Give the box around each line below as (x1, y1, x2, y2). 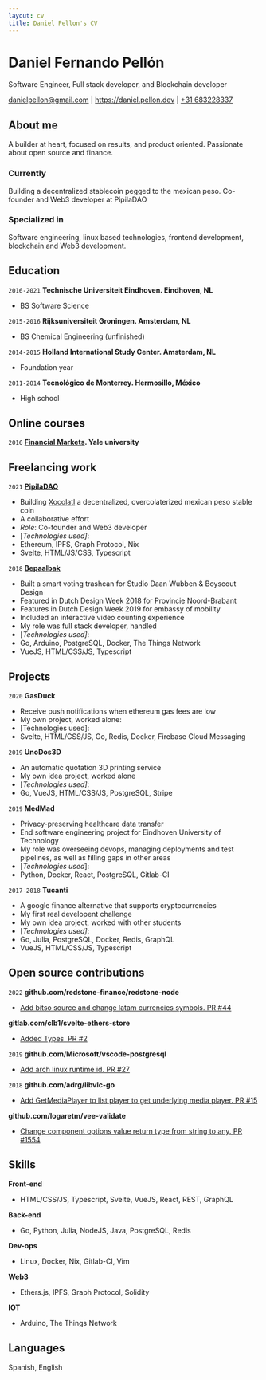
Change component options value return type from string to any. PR (19, 1126, 243, 1136)
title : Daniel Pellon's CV (8, 19, 98, 27)
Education (8, 264, 61, 277)
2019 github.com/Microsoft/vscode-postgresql (8, 1049, 167, 1059)
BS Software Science (19, 301, 90, 310)
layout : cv (8, 11, 45, 20)
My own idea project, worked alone (19, 771, 136, 781)
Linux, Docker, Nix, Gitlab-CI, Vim (19, 1256, 130, 1266)
